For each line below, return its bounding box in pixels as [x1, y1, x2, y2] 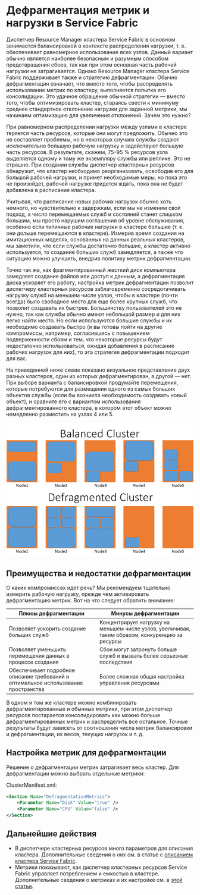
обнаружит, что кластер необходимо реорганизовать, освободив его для [6, 167, 193, 174]
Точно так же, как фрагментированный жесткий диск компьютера [6, 266, 176, 274]
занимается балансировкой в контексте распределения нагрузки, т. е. [6, 42, 186, 49]
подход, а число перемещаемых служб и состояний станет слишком [6, 211, 183, 218]
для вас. [6, 354, 28, 362]
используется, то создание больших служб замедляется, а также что [6, 248, 183, 256]
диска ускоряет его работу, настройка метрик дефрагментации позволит [6, 279, 194, 286]
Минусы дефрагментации [111, 610, 180, 617]
